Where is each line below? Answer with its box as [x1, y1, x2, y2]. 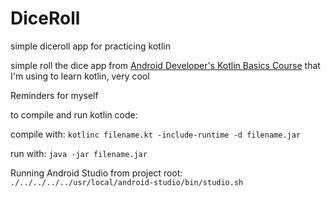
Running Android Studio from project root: [10, 167, 183, 179]
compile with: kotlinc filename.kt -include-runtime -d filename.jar [10, 128, 302, 140]
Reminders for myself [10, 89, 99, 101]
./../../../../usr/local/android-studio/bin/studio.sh [10, 177, 244, 187]
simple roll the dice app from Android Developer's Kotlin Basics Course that [10, 59, 321, 71]
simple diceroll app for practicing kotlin [10, 40, 171, 52]
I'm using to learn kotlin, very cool [10, 70, 150, 82]
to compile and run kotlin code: [10, 108, 138, 121]
